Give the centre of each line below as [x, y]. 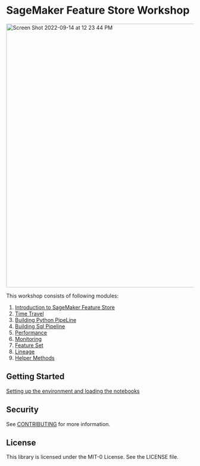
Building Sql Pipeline [40, 326]
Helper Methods [35, 358]
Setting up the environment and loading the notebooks [73, 391]
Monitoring [28, 339]
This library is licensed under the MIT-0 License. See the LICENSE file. [92, 457]
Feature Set [29, 345]
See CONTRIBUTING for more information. [58, 424]
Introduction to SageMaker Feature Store [65, 307]
